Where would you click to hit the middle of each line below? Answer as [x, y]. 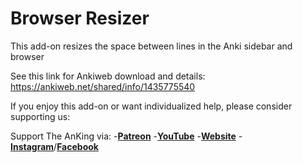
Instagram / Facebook [54, 146]
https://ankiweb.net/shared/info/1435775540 [103, 86]
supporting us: [40, 116]
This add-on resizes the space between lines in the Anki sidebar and [151, 46]
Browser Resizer [80, 18]
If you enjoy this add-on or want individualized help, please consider [151, 106]
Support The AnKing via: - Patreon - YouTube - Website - [126, 136]
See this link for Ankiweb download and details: [108, 76]
